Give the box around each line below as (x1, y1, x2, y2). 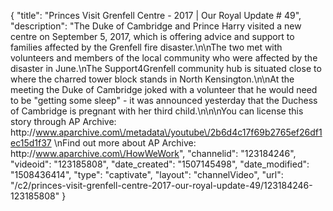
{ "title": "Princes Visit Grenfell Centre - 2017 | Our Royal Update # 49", (10, 10, 302, 21)
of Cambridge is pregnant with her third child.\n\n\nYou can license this (10, 105, 304, 117)
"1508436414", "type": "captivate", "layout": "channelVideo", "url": (10, 169, 284, 180)
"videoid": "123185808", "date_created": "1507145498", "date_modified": (10, 158, 310, 170)
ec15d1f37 (10, 137, 52, 149)
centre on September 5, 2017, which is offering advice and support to (10, 31, 295, 42)
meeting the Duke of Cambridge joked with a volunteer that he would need (10, 84, 318, 95)
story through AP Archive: (10, 116, 117, 127)
